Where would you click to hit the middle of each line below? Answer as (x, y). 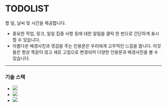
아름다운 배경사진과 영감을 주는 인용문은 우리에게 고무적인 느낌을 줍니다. (82, 46)
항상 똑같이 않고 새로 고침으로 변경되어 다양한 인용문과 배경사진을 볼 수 (90, 52)
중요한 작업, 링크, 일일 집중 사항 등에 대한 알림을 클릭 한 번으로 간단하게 (81, 33)
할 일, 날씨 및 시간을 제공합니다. (36, 23)
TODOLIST (27, 9)
